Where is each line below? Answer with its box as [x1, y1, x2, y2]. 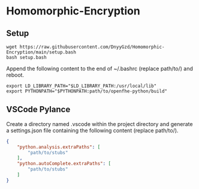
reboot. [6, 71, 25, 79]
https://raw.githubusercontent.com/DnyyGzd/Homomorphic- [19, 44, 165, 50]
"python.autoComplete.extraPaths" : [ [17, 161, 111, 167]
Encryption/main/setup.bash [6, 49, 77, 55]
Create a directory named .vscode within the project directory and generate [6, 120, 193, 127]
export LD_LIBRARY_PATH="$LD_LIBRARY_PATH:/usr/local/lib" [6, 83, 157, 89]
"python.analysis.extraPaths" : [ [17, 144, 101, 150]
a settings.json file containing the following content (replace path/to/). [6, 127, 179, 134]
